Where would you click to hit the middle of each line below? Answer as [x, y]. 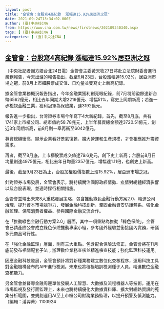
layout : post [18, 10]
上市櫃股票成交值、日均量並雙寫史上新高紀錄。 [81, 83]
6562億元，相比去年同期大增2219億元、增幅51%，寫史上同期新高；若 [79, 99]
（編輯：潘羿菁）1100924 [31, 301]
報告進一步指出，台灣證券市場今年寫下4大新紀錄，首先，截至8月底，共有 [78, 116]
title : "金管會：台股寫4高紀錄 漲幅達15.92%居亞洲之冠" [57, 14]
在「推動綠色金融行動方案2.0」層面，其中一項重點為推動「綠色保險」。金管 [80, 221]
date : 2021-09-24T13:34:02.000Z [38, 19]
